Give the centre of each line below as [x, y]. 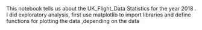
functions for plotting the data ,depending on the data [73, 21]
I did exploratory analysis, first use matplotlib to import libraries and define [99, 15]
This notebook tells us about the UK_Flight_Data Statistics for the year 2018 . [101, 9]
